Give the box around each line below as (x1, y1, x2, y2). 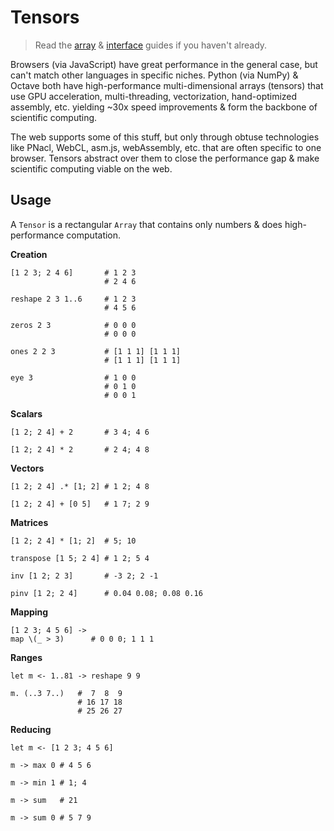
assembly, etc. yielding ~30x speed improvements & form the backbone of (10, 101, 318, 113)
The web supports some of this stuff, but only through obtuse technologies (10, 131, 320, 143)
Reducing (10, 723, 52, 735)
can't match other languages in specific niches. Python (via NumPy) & (10, 69, 299, 81)
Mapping (10, 606, 49, 618)
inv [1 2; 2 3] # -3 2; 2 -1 (10, 571, 159, 581)
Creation (10, 248, 48, 260)
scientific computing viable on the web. (10, 162, 173, 175)
